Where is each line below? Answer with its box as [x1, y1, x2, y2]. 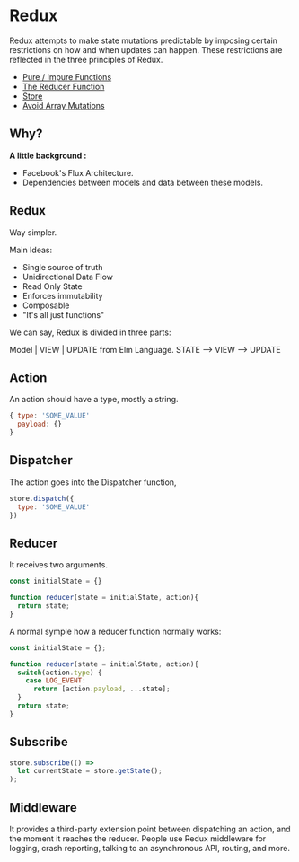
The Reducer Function [22, 81, 105, 92]
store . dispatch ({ [9, 494, 75, 503]
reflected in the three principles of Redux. [9, 54, 163, 65]
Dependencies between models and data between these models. [22, 177, 263, 188]
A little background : [9, 150, 87, 161]
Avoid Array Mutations [22, 100, 105, 110]
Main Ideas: [9, 244, 53, 255]
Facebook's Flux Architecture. [22, 167, 134, 178]
